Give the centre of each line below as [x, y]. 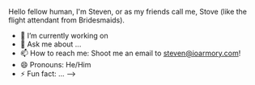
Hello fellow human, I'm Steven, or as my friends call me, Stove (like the [128, 12]
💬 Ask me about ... [51, 44]
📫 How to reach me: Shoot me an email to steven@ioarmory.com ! [130, 53]
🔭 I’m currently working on [64, 36]
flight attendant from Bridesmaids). [67, 20]
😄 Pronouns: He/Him [55, 65]
